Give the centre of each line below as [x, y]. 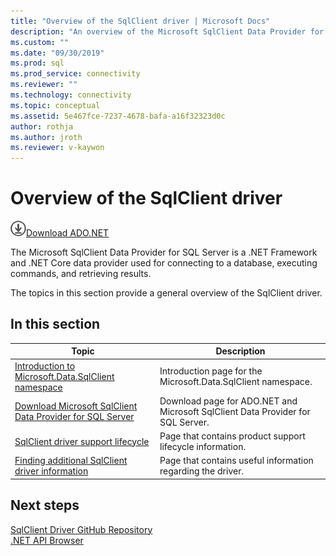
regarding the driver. [202, 471]
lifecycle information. [203, 447]
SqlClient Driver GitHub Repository [81, 529]
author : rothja [42, 126]
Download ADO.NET [68, 233]
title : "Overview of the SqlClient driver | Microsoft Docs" [140, 21]
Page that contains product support [232, 436]
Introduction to [45, 366]
